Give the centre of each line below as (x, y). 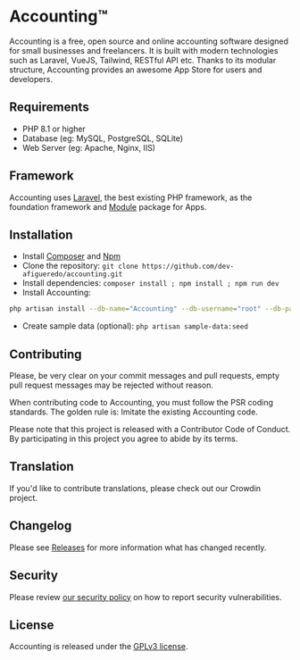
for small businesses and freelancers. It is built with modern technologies (144, 50)
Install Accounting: (56, 293)
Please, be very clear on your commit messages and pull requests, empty (144, 376)
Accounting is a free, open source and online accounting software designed (149, 41)
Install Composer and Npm (71, 256)
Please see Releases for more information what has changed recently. (138, 547)
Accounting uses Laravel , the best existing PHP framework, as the (131, 197)
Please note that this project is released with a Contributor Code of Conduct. (150, 430)
